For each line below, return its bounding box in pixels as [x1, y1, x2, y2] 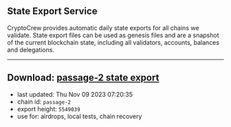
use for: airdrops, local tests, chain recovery [16, 112, 142, 120]
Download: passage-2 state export [7, 72, 159, 84]
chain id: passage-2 [16, 97, 71, 106]
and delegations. [7, 45, 55, 54]
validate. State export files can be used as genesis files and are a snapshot [7, 31, 219, 39]
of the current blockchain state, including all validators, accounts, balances [7, 38, 220, 47]
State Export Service [7, 5, 98, 17]
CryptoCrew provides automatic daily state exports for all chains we [7, 23, 199, 32]
